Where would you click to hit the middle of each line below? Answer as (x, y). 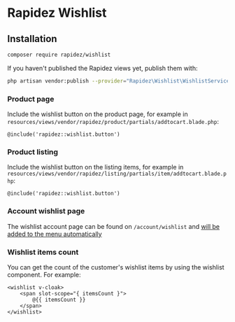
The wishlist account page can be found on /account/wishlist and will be (114, 226)
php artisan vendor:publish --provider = (67, 81)
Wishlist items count (43, 252)
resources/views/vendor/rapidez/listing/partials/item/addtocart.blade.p (117, 174)
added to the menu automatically (55, 234)
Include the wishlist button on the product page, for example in (98, 114)
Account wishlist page (46, 211)
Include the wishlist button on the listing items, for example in (95, 167)
